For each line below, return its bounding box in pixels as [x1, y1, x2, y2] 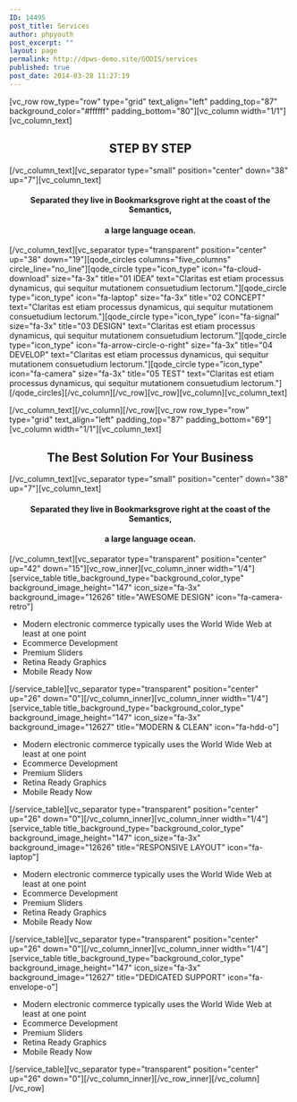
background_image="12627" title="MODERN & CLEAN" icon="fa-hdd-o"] [9, 721, 280, 732]
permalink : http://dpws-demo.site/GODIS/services [9, 55, 199, 64]
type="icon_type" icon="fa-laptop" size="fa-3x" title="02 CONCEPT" [9, 292, 266, 303]
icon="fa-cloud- [201, 263, 262, 274]
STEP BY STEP [108, 141, 192, 157]
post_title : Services [9, 22, 90, 30]
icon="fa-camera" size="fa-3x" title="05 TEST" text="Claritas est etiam [9, 368, 275, 379]
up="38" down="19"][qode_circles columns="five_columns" [9, 254, 231, 265]
